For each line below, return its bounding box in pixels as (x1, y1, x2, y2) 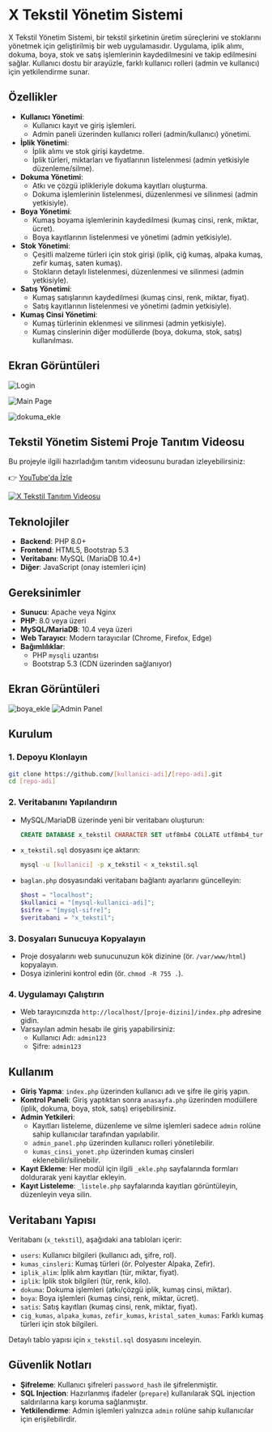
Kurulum (8, 727, 53, 741)
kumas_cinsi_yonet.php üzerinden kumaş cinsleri (32, 1147, 194, 1157)
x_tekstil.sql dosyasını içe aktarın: (19, 845, 140, 855)
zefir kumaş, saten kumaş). (32, 257, 123, 268)
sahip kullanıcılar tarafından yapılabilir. (32, 1129, 160, 1139)
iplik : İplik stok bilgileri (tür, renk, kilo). (19, 1277, 151, 1286)
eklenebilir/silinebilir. (32, 1155, 101, 1165)
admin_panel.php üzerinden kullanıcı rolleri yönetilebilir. (32, 1138, 215, 1148)
